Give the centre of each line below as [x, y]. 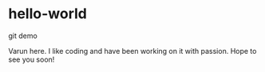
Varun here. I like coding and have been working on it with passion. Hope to [132, 51]
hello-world [48, 14]
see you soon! [32, 59]
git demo [23, 36]
